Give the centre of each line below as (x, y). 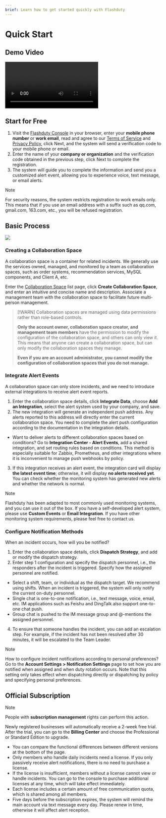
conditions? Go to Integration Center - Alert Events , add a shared (80, 442)
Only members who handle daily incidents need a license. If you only (83, 757)
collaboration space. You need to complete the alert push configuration (85, 422)
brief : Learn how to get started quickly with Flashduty (65, 10)
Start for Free (26, 121)
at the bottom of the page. (39, 752)
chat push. (32, 609)
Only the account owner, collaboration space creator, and (78, 327)
